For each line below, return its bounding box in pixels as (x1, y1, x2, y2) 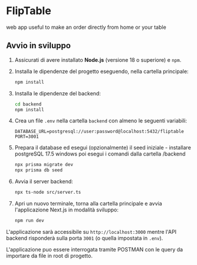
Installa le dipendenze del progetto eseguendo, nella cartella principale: (14, 68, 189, 75)
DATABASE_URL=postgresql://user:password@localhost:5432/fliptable (14, 128, 184, 135)
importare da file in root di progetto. (6, 252, 93, 259)
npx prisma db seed (14, 167, 63, 173)
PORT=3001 (14, 134, 40, 140)
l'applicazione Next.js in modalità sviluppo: (14, 206, 119, 213)
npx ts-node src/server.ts (14, 190, 81, 196)
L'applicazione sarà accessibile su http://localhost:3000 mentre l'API (6, 228, 177, 235)
